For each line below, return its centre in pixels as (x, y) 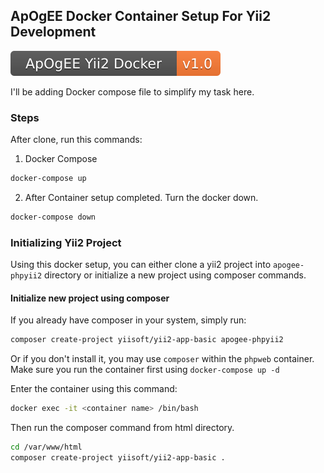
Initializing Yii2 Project (66, 242)
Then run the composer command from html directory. (122, 428)
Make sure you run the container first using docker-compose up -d (145, 370)
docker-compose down (53, 217)
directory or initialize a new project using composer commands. (175, 275)
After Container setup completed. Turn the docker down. (141, 197)
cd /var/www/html (46, 447)
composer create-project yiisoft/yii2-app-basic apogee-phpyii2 (147, 340)
